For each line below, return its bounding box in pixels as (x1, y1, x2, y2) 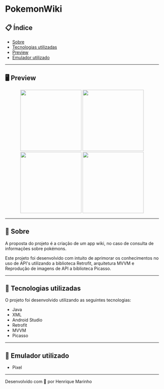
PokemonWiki (5, 3, 62, 15)
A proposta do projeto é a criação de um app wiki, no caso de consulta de (5, 240, 154, 246)
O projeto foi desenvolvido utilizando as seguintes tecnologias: (5, 297, 131, 303)
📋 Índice (5, 24, 33, 32)
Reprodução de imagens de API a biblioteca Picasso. (5, 266, 111, 271)
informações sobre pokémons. (5, 245, 67, 251)
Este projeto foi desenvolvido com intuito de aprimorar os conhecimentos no (5, 255, 159, 261)
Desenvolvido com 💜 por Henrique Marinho (5, 379, 92, 385)
